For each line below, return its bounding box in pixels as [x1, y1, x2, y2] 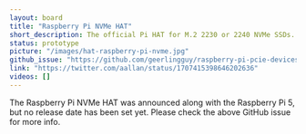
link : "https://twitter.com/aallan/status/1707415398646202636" [9, 64, 259, 73]
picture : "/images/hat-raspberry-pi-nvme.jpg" [9, 47, 189, 56]
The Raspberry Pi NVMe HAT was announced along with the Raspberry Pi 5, [9, 97, 295, 108]
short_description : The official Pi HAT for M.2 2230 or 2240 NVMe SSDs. [9, 30, 296, 39]
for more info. [9, 116, 61, 127]
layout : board [9, 13, 64, 23]
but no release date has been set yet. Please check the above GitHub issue [9, 106, 291, 118]
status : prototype [9, 38, 79, 48]
